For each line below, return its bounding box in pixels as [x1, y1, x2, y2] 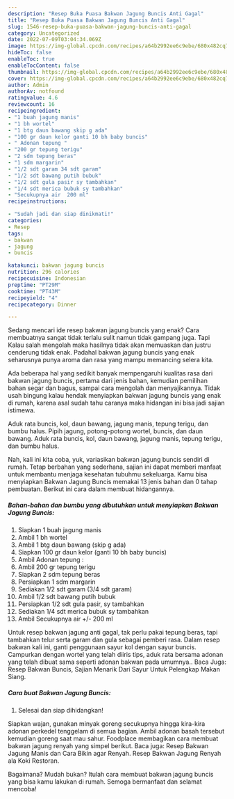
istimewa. [8, 406, 35, 414]
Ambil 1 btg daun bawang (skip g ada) [17, 541, 126, 549]
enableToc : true [8, 56, 55, 63]
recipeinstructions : [8, 198, 68, 205]
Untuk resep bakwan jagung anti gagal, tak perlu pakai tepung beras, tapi [8, 628, 218, 637]
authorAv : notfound [8, 88, 65, 95]
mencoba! [8, 785, 37, 793]
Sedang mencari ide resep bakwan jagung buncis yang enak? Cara [8, 326, 200, 334]
